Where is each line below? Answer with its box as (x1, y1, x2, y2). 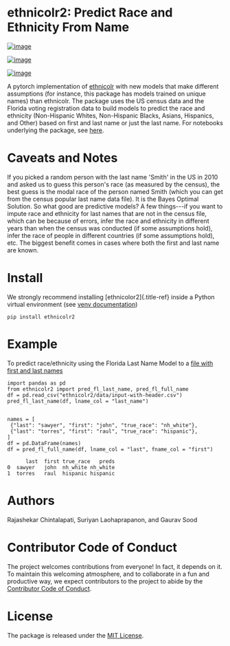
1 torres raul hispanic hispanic (7, 470, 115, 477)
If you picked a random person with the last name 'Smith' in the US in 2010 (7, 173, 218, 181)
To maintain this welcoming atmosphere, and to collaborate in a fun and (7, 570, 209, 578)
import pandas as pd (7, 380, 67, 387)
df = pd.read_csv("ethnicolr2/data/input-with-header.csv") (7, 391, 183, 398)
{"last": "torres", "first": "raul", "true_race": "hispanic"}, (10, 428, 198, 435)
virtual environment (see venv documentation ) (7, 300, 138, 308)
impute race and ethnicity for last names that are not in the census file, (7, 209, 207, 217)
